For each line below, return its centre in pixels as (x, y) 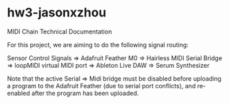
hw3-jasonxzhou (57, 13)
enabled (19, 93)
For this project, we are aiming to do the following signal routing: (98, 44)
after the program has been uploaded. (85, 93)
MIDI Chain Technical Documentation (60, 31)
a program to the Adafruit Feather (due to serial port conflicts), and (101, 86)
